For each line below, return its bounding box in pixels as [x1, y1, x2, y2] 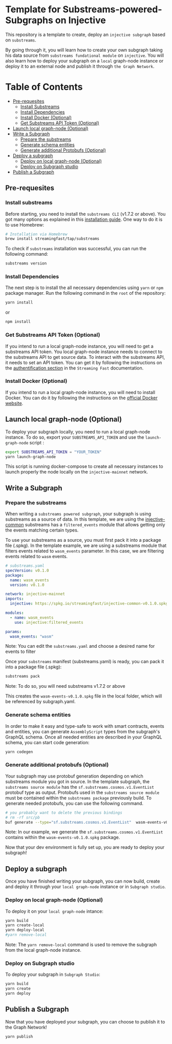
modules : [5, 610, 24, 616]
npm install [5, 319, 31, 324]
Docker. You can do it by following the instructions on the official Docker [5, 395, 158, 401]
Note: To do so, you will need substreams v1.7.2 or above [5, 683, 125, 689]
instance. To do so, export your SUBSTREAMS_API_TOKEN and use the [5, 434, 144, 440]
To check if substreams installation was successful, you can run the [5, 245, 147, 252]
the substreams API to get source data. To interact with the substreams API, [5, 354, 165, 360]
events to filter [5, 648, 36, 654]
